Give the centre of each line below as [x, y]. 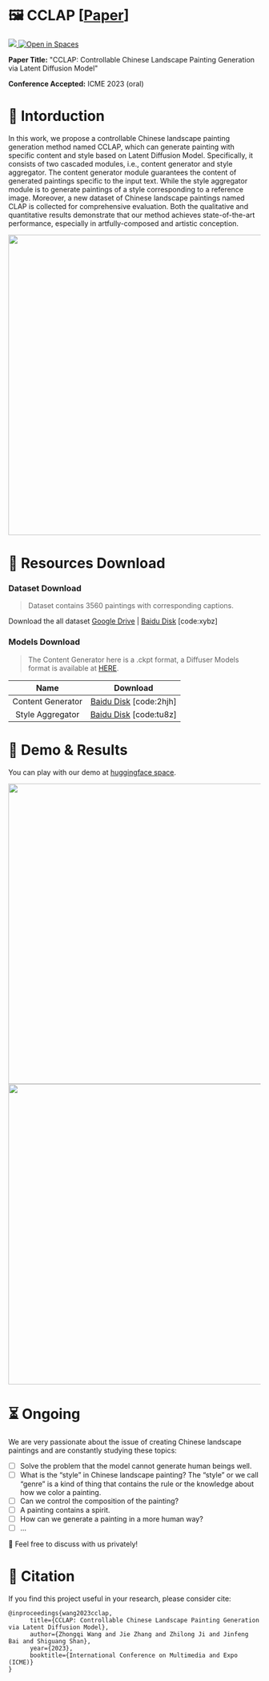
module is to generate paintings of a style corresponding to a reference [126, 189]
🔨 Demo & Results [68, 750]
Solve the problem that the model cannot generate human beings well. [136, 1465]
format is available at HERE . [73, 668]
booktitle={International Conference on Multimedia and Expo [134, 1655]
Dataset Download [45, 588]
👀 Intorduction [57, 116]
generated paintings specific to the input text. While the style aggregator [128, 180]
